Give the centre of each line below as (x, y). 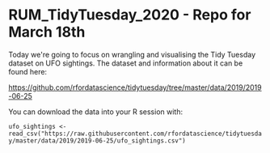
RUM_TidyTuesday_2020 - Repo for (130, 15)
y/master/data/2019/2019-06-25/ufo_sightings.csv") (97, 140)
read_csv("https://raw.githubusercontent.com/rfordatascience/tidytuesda (135, 134)
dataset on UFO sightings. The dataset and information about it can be (126, 63)
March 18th (47, 32)
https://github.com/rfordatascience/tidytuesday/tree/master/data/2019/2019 (135, 87)
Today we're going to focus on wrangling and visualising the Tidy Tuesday (132, 54)
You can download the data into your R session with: (96, 112)
